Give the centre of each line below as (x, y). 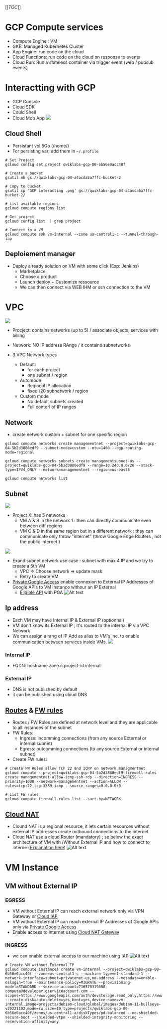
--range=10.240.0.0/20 (111, 465)
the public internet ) (40, 542)
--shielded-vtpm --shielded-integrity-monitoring (84, 1018)
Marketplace (33, 271)
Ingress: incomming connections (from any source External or (83, 738)
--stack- (145, 465)
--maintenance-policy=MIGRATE (65, 983)
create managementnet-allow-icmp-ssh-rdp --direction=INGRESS (71, 777)
